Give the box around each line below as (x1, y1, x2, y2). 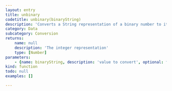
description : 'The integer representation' (14, 45, 109, 50)
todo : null (5, 69, 29, 74)
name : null (14, 41, 38, 46)
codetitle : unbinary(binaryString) (5, 17, 81, 22)
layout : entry (5, 7, 36, 13)
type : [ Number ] (14, 50, 47, 55)
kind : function (5, 64, 38, 69)
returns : (5, 36, 24, 41)
